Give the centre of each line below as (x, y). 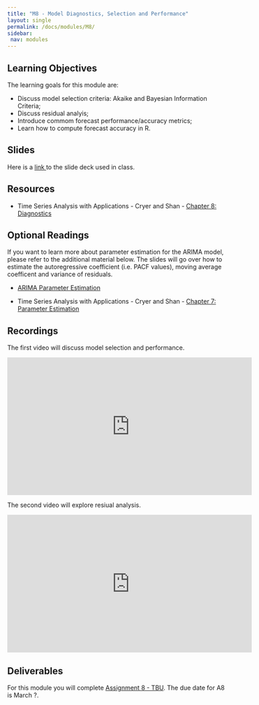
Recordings (33, 330)
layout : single (29, 20)
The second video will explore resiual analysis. (74, 505)
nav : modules (29, 40)
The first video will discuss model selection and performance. (96, 348)
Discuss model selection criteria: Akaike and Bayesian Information (112, 98)
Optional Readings (48, 235)
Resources (31, 189)
